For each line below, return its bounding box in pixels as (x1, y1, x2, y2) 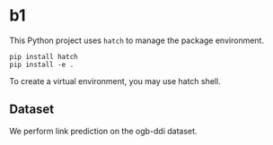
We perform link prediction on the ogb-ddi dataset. (9, 125, 198, 136)
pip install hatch (9, 52, 78, 61)
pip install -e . (9, 60, 75, 69)
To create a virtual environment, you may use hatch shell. (9, 75, 222, 86)
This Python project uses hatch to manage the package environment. (9, 35, 265, 46)
